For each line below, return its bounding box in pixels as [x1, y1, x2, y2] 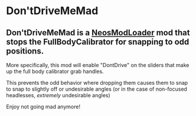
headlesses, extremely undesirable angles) [6, 92, 110, 98]
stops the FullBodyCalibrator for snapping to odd [6, 37, 190, 47]
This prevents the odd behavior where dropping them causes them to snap [6, 79, 188, 86]
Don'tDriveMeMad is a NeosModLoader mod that [6, 28, 190, 38]
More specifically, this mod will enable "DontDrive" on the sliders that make [6, 62, 190, 68]
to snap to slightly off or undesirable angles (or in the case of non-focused [6, 85, 188, 92]
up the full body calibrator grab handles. [6, 68, 104, 75]
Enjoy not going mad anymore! [6, 103, 81, 110]
